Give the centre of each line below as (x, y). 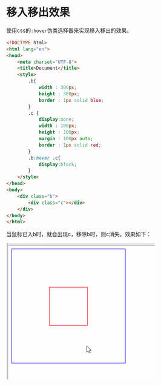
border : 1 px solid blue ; (71, 100)
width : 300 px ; (58, 88)
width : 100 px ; (58, 126)
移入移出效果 (38, 12)
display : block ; (58, 164)
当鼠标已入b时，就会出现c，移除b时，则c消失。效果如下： (79, 234)
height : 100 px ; (59, 132)
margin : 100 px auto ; (66, 139)
